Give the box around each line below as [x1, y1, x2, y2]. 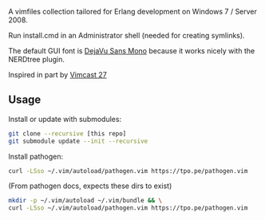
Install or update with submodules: [8, 114, 122, 124]
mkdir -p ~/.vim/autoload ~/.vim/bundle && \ [8, 197, 162, 205]
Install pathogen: [8, 151, 64, 161]
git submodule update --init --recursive [8, 137, 148, 145]
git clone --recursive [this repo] [8, 129, 127, 138]
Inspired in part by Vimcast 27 [8, 70, 108, 79]
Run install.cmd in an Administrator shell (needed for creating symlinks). [8, 31, 245, 40]
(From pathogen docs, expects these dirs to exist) [8, 181, 172, 191]
